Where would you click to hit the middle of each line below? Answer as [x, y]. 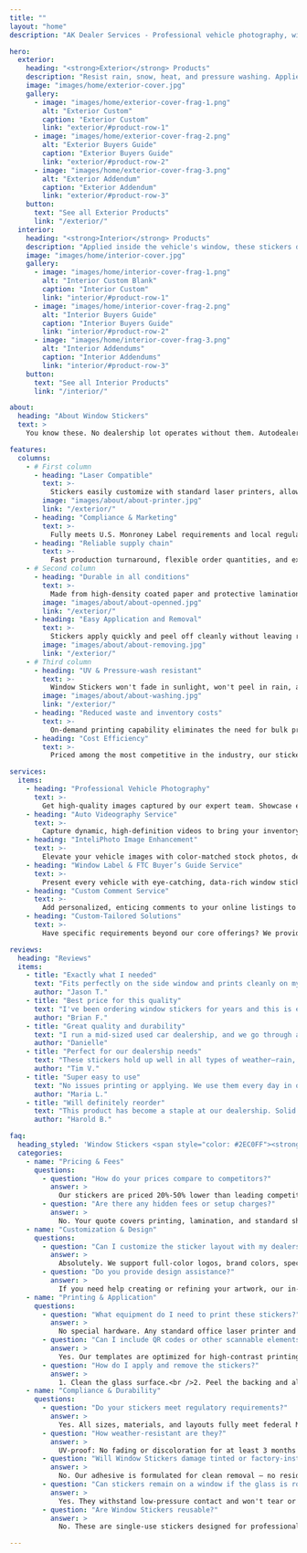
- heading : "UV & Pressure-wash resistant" [118, 671]
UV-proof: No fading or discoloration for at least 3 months [177, 1450]
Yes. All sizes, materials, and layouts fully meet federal [175, 1425]
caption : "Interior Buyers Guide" [108, 323]
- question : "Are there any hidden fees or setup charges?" [159, 1204]
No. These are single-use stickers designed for [153, 1527]
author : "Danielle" [70, 1043]
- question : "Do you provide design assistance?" [138, 1272]
